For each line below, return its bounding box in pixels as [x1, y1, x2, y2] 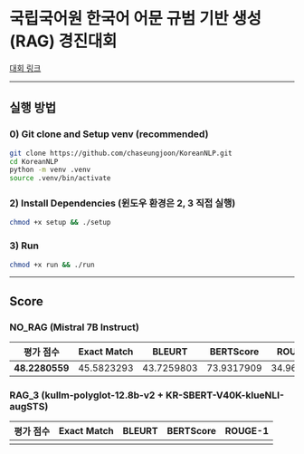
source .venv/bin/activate [9, 174, 111, 183]
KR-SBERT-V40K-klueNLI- [166, 389, 285, 401]
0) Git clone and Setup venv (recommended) [9, 128, 209, 140]
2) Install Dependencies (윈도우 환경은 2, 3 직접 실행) [9, 197, 236, 209]
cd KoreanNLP [9, 157, 59, 166]
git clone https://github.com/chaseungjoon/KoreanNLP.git [9, 149, 233, 158]
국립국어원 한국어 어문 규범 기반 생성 [9, 8, 262, 29]
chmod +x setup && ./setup [9, 218, 111, 227]
